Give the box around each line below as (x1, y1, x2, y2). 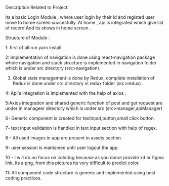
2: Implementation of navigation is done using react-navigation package (5, 54, 155, 60)
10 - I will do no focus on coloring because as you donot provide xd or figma (5, 155, 164, 160)
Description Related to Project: (5, 5, 69, 10)
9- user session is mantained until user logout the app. (5, 144, 119, 151)
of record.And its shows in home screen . (5, 25, 91, 31)
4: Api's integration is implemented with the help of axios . (5, 90, 126, 96)
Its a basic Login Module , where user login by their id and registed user (5, 14, 155, 20)
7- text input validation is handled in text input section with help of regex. (5, 125, 157, 131)
